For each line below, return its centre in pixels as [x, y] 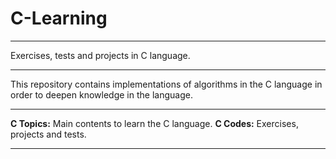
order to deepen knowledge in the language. [101, 94]
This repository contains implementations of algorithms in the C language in [166, 84]
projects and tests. [48, 134]
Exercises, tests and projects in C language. [100, 55]
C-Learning [59, 18]
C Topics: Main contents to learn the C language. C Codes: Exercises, [154, 123]
